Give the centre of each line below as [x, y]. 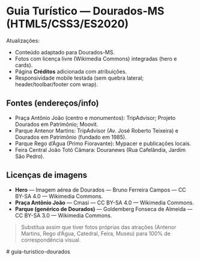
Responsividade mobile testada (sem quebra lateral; [79, 78]
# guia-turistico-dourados [38, 251]
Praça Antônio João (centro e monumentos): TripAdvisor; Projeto [95, 118]
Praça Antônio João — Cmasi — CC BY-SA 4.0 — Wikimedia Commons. [104, 203]
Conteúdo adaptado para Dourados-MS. [65, 52]
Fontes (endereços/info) [53, 103]
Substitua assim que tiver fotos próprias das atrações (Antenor [98, 227]
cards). [24, 65]
